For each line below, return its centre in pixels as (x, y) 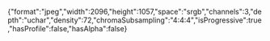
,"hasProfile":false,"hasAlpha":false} (67, 29)
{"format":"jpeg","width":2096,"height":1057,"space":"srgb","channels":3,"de (135, 12)
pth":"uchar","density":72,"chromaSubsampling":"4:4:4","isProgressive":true (135, 20)
